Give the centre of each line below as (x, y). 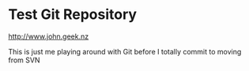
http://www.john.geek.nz (49, 36)
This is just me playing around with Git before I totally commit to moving (125, 51)
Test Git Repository (72, 15)
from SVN (25, 60)
